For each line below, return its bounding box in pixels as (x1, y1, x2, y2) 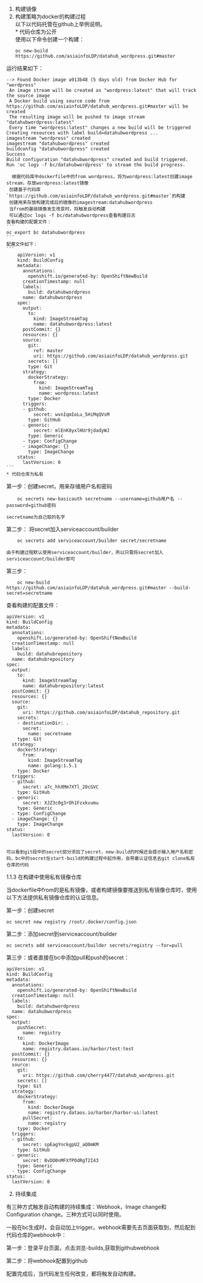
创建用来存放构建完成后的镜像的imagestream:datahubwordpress (8, 199, 153, 206)
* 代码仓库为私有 (6, 471, 44, 477)
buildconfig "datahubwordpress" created (6, 146, 110, 152)
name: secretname (28, 731, 72, 737)
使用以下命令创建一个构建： (15, 36, 85, 43)
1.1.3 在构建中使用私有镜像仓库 (6, 873, 82, 880)
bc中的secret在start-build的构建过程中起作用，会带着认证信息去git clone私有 (15, 856, 195, 862)
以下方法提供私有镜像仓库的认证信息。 (6, 894, 102, 901)
